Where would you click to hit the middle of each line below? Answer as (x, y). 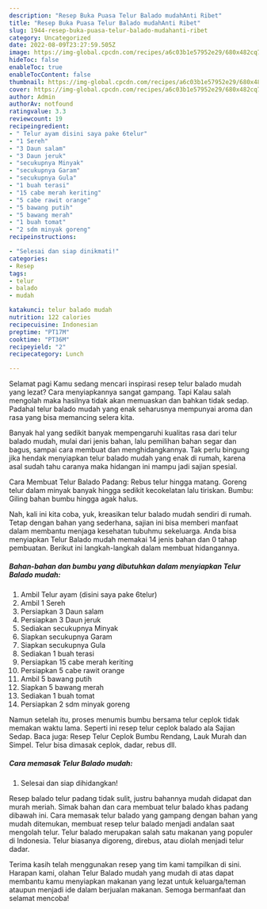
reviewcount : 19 (36, 119)
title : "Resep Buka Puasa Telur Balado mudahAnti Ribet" (105, 23)
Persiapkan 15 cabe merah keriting (77, 662)
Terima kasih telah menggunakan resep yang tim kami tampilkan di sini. (125, 865)
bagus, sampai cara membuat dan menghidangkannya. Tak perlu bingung (129, 450)
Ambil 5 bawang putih (56, 679)
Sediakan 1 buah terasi (57, 654)
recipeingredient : (39, 126)
